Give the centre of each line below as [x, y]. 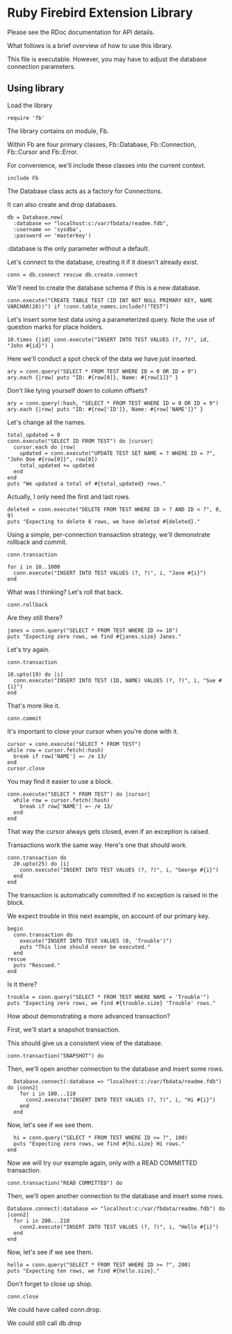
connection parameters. [42, 66]
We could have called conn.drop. [55, 1309]
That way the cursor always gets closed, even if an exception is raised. [109, 831]
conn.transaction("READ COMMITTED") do [65, 1183]
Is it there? [22, 984]
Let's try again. [29, 649]
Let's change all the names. [47, 422]
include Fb [23, 178]
